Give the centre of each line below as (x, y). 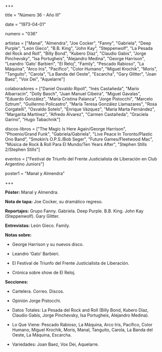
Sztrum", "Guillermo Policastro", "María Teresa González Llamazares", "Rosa (81, 104)
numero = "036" (21, 34)
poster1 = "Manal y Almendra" (35, 173)
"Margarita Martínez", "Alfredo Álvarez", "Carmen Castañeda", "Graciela (77, 114)
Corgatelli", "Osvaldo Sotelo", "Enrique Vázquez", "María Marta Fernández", (80, 109)
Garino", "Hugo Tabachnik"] (33, 120)
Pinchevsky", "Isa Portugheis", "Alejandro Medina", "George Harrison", (75, 58)
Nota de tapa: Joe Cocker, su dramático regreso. (54, 201)
